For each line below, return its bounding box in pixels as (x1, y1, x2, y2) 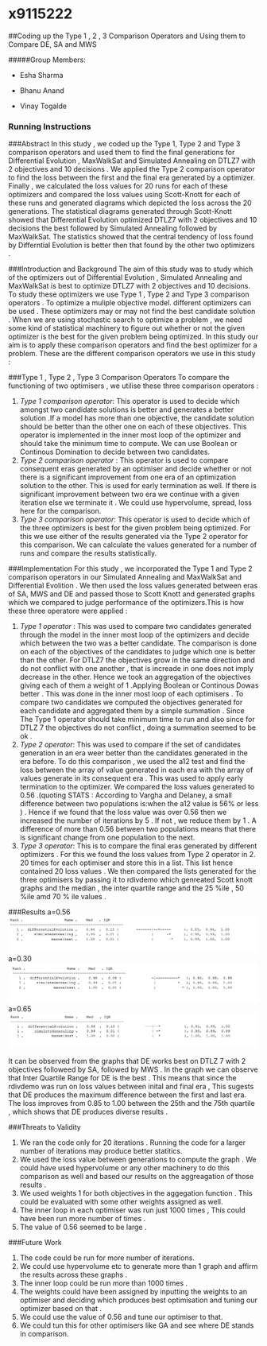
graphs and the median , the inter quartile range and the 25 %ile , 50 (19, 883, 245, 893)
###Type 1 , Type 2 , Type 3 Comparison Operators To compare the (8, 373, 230, 382)
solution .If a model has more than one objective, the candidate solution (19, 413, 254, 423)
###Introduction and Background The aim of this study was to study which (8, 264, 253, 274)
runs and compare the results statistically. (19, 549, 157, 558)
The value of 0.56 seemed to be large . (19, 1222, 147, 1232)
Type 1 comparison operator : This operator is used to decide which (19, 397, 240, 406)
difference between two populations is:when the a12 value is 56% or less (19, 799, 259, 809)
